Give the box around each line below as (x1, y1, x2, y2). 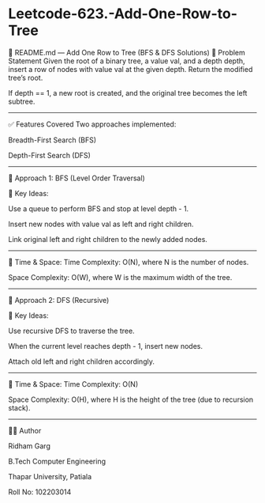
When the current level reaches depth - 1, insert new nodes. (8, 341, 203, 350)
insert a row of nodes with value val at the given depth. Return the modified (8, 64, 253, 74)
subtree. (8, 96, 35, 106)
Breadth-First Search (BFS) (8, 135, 97, 145)
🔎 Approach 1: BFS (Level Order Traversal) (8, 173, 146, 183)
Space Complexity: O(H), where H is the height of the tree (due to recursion (8, 395, 254, 404)
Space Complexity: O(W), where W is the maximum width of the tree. (8, 272, 233, 282)
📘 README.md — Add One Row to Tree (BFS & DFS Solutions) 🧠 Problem (8, 47, 246, 57)
